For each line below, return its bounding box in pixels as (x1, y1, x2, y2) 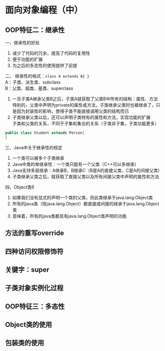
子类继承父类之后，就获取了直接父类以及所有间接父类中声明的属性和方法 (12, 173, 159, 179)
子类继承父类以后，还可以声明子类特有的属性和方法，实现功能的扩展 (12, 115, 151, 120)
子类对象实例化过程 (5, 284, 64, 292)
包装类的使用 (5, 339, 44, 347)
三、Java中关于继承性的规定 (5, 144, 63, 151)
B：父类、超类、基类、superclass (5, 85, 73, 91)
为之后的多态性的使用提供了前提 (12, 63, 77, 68)
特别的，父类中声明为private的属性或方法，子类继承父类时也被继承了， (12, 102, 156, 108)
